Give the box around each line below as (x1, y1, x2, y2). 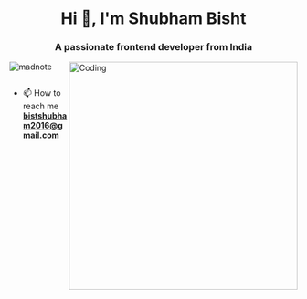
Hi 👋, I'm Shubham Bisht (60, 8, 247, 29)
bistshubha (22, 110, 68, 121)
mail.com (22, 129, 59, 140)
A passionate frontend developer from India (54, 41, 253, 54)
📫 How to (22, 88, 61, 98)
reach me (22, 100, 59, 112)
